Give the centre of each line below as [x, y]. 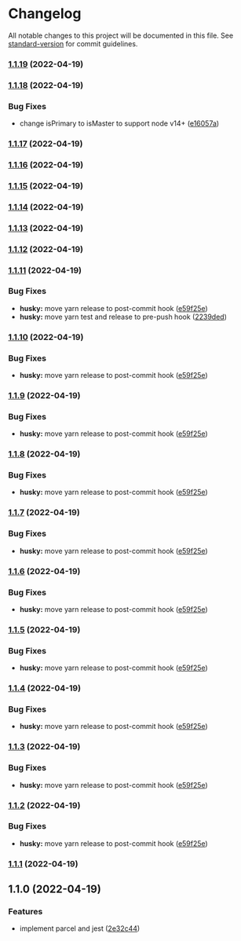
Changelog [45, 14]
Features [26, 912]
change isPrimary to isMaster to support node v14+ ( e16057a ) [119, 123]
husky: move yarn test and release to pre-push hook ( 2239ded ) [123, 317]
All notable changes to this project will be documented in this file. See [121, 35]
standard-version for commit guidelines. [73, 43]
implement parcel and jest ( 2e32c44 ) [80, 928]
